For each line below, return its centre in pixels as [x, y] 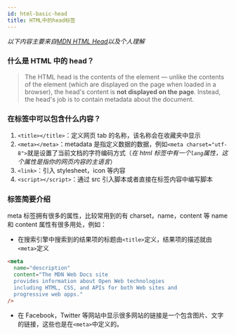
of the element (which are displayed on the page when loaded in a [120, 84]
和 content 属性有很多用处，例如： [57, 225]
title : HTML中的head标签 [41, 20]
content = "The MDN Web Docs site [61, 275]
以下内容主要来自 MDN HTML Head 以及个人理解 [76, 41]
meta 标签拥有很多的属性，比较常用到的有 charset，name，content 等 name [118, 216]
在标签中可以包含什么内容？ [54, 119]
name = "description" [42, 268]
